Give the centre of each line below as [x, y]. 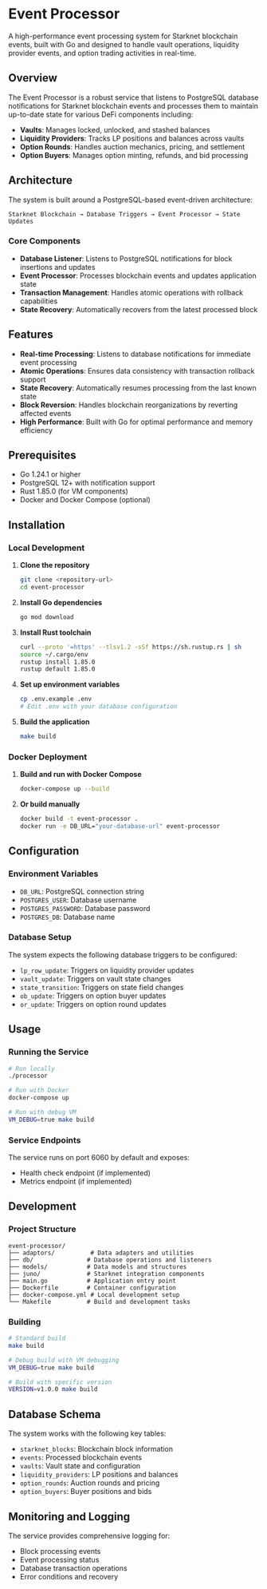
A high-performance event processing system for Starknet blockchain [123, 36]
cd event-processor [52, 588]
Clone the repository [55, 565]
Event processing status [59, 1559]
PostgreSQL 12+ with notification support [87, 483]
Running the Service [49, 1052]
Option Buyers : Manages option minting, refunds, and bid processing [134, 155]
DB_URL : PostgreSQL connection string [82, 891]
